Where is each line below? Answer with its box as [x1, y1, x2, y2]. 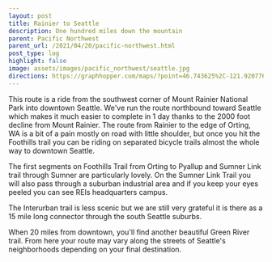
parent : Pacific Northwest [8, 34, 100, 43]
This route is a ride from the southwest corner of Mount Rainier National [8, 94, 249, 104]
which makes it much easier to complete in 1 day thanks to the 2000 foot [8, 111, 251, 121]
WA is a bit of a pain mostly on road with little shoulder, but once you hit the [8, 129, 261, 138]
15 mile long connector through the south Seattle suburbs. [8, 211, 202, 221]
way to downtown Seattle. [8, 146, 96, 155]
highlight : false [8, 57, 67, 65]
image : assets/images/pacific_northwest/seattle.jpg [8, 65, 190, 73]
